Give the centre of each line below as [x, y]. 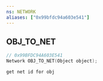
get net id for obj [31, 72]
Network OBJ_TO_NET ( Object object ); [52, 61]
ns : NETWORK [21, 12]
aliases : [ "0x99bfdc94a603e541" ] [48, 17]
